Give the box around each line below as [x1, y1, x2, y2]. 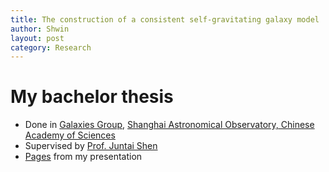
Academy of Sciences [24, 129, 116, 141]
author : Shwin [10, 24, 70, 34]
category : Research [10, 42, 92, 53]
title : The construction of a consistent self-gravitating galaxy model [10, 14, 320, 25]
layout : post [10, 33, 65, 43]
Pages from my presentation [24, 151, 143, 163]
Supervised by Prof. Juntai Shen [24, 140, 158, 152]
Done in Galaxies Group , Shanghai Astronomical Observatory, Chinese [24, 119, 315, 131]
